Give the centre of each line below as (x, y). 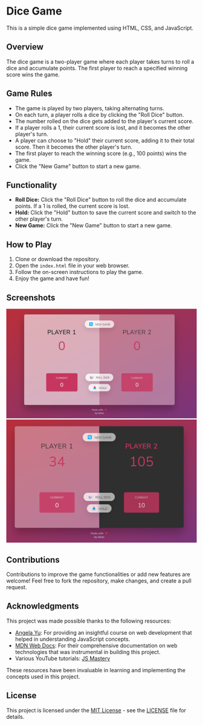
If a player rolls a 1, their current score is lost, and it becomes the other (103, 127)
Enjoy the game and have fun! (52, 279)
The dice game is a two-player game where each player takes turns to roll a (100, 61)
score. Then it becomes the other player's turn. (74, 147)
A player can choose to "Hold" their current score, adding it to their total (105, 140)
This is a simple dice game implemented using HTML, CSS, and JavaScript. (100, 28)
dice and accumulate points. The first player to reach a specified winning (97, 68)
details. (15, 717)
